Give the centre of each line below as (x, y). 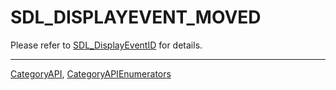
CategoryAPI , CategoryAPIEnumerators (91, 73)
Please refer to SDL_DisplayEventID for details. (106, 45)
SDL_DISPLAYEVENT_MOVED (136, 17)
